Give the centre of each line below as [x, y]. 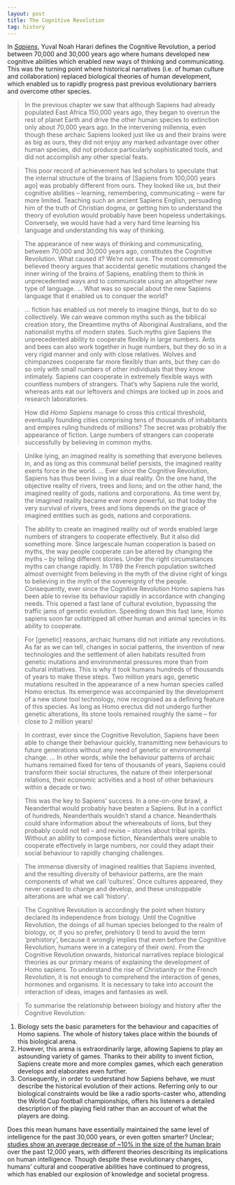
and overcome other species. [50, 91]
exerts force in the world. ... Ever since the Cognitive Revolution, [117, 471]
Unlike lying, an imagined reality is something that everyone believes [123, 456]
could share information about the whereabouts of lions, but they [118, 823]
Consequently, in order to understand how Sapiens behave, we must [116, 1079]
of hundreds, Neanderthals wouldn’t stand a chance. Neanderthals [120, 816]
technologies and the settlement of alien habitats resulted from [115, 655]
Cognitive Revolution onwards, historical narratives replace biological [124, 955]
